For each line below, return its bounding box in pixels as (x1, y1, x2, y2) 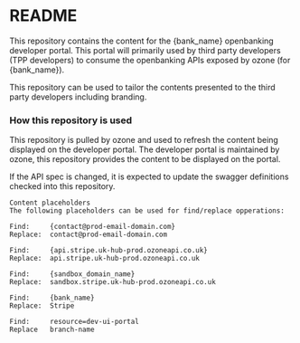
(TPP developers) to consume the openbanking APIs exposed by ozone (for (9, 54, 291, 65)
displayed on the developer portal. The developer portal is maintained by (9, 144, 280, 155)
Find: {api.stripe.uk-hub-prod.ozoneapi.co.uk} (9, 246, 208, 255)
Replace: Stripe (9, 301, 75, 310)
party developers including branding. (9, 91, 147, 102)
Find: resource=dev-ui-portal (9, 318, 140, 327)
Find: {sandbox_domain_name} (9, 270, 136, 279)
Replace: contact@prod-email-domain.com (9, 230, 168, 240)
